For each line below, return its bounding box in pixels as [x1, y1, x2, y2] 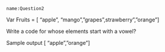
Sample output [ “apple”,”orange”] [6, 39, 90, 46]
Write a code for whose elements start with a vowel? [6, 27, 137, 35]
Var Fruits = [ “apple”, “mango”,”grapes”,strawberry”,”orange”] [6, 16, 160, 23]
